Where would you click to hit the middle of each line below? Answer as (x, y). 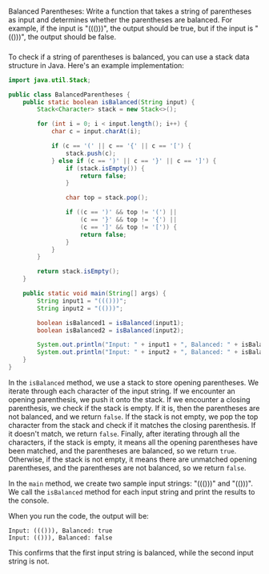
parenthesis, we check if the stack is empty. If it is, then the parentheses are (134, 408)
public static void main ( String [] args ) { (94, 294)
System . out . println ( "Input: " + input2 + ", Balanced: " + (138, 352)
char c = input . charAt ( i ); (96, 132)
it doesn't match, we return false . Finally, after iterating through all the (124, 434)
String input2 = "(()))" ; (80, 308)
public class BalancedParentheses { (69, 95)
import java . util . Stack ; (50, 80)
